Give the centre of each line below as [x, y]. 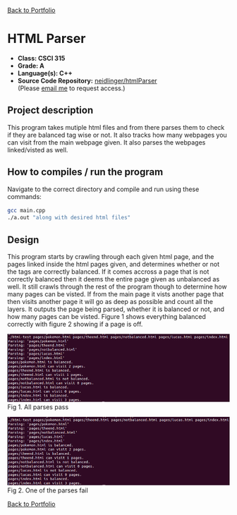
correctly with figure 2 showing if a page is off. [75, 325]
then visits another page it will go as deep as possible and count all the [110, 302]
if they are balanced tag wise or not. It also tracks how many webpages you [117, 135]
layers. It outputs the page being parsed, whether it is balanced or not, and [116, 309]
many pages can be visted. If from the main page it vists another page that [116, 294]
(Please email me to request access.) [71, 88]
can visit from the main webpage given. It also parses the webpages [107, 142]
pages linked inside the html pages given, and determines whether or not [114, 265]
